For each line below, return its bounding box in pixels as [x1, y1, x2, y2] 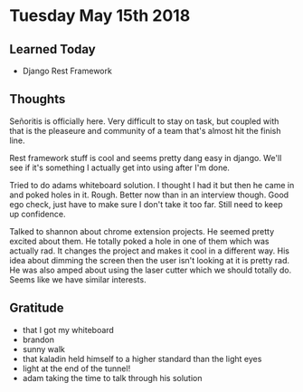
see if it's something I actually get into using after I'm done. [9, 162, 231, 173]
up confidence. [9, 208, 66, 219]
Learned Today [9, 42, 97, 57]
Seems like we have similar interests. [9, 273, 147, 285]
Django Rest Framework [22, 65, 113, 76]
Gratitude [9, 301, 65, 316]
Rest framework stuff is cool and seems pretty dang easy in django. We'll [9, 152, 282, 163]
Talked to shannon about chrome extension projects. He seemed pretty [9, 225, 275, 236]
